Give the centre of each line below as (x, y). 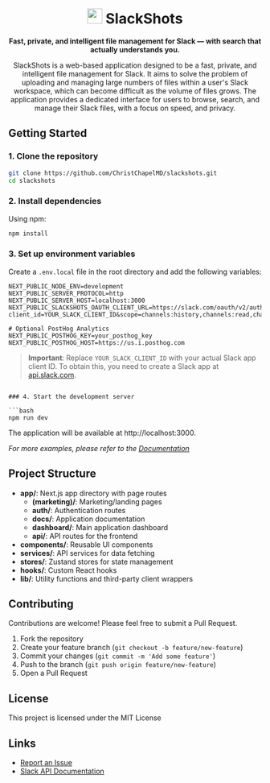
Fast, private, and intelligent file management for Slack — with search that (135, 41)
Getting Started (48, 133)
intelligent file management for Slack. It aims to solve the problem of (135, 73)
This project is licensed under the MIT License (85, 718)
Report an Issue (46, 763)
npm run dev (28, 418)
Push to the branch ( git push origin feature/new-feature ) (118, 665)
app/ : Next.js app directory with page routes (93, 493)
